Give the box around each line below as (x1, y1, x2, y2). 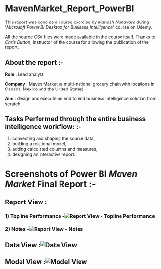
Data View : (5, 241, 40, 249)
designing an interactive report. (12, 151, 76, 157)
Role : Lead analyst (5, 71, 44, 77)
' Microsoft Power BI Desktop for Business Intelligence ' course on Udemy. (5, 24, 152, 30)
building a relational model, (12, 140, 67, 147)
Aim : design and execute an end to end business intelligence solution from (5, 95, 157, 101)
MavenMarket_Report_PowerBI (5, 3, 134, 14)
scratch (5, 101, 20, 107)
